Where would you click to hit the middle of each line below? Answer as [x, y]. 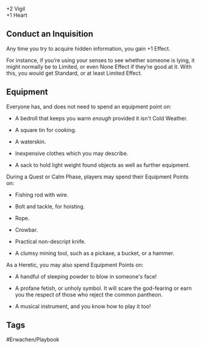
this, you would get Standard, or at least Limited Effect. [74, 73]
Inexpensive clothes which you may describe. [71, 153]
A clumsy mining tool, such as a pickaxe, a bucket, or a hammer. [94, 253]
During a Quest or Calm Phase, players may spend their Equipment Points [97, 177]
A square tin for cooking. [45, 130]
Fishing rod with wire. [42, 195]
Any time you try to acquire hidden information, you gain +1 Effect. [88, 48]
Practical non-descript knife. [50, 241]
